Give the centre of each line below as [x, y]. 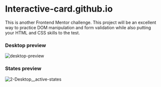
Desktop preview [26, 45]
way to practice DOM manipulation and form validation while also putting [78, 27]
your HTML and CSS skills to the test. [43, 33]
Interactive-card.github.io [59, 9]
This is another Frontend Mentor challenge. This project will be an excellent [81, 22]
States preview [23, 69]
